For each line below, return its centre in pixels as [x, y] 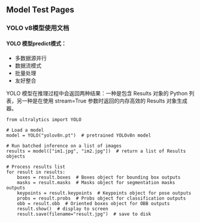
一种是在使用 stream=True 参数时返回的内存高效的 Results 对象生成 [104, 101]
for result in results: [36, 172]
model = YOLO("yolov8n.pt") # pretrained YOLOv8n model [79, 135]
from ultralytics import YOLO [44, 119]
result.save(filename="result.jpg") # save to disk [84, 214]
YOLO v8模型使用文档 [38, 28]
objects [16, 156]
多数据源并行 [31, 58]
